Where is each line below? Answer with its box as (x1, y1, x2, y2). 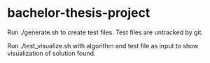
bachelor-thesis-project (7, 5, 150, 21)
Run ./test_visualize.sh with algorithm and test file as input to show (7, 41, 199, 50)
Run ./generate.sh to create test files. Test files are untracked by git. (7, 28, 204, 36)
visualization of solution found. (7, 49, 96, 57)
